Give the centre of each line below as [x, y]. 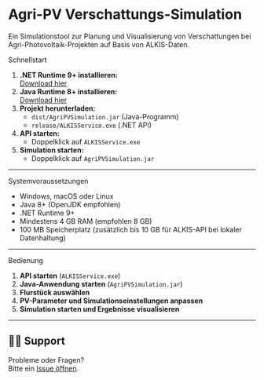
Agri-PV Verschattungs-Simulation [125, 15]
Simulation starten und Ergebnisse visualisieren [99, 309]
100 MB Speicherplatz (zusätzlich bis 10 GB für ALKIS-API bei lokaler [130, 229]
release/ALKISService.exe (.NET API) [91, 125]
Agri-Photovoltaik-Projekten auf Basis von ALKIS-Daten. [99, 44]
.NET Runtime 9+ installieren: [68, 75]
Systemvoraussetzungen [48, 181]
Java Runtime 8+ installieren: [68, 91]
